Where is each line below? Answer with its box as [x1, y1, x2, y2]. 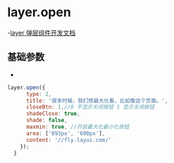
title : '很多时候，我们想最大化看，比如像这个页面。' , [25, 97, 168, 104]
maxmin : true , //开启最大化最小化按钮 [25, 123, 130, 131]
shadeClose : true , [25, 110, 80, 117]
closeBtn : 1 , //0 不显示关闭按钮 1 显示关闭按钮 [25, 104, 155, 111]
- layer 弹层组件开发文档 [7, 28, 76, 37]
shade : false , [25, 117, 68, 124]
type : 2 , [25, 90, 52, 97]
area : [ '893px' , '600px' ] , [25, 130, 106, 137]
